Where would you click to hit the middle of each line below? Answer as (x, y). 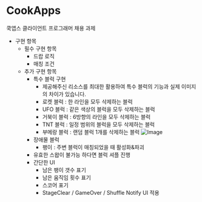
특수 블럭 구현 (49, 79)
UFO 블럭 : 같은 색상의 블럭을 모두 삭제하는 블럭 (99, 109)
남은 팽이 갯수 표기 (64, 170)
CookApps (34, 11)
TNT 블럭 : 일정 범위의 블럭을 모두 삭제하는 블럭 (99, 124)
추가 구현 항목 (40, 71)
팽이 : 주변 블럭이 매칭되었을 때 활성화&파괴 (93, 147)
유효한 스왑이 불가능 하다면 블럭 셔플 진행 (82, 155)
